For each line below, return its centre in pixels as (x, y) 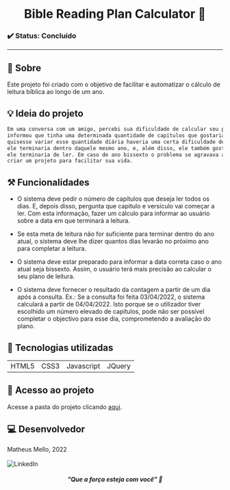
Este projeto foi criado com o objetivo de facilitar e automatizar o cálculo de (114, 84)
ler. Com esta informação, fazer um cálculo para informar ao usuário (113, 213)
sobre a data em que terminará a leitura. (74, 221)
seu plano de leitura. (46, 276)
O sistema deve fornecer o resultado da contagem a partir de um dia (114, 290)
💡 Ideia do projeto (45, 113)
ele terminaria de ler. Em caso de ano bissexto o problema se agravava (113, 155)
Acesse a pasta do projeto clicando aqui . (65, 406)
